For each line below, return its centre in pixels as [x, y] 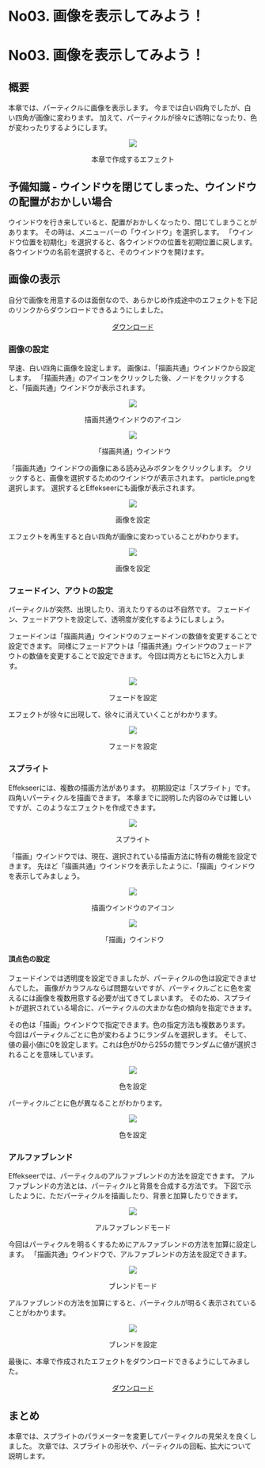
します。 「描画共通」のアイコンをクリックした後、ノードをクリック [119, 378]
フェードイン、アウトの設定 [61, 591]
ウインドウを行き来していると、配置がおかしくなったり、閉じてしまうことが [132, 222]
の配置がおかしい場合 [60, 202]
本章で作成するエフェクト [133, 159]
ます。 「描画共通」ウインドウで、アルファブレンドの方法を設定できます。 [130, 1255]
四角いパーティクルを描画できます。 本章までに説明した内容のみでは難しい [130, 797]
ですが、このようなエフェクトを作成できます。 [84, 807]
